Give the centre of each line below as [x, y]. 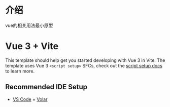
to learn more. [20, 71]
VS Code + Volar [30, 99]
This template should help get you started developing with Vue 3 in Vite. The [85, 60]
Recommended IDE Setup [46, 87]
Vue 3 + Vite [32, 46]
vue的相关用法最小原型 [29, 25]
